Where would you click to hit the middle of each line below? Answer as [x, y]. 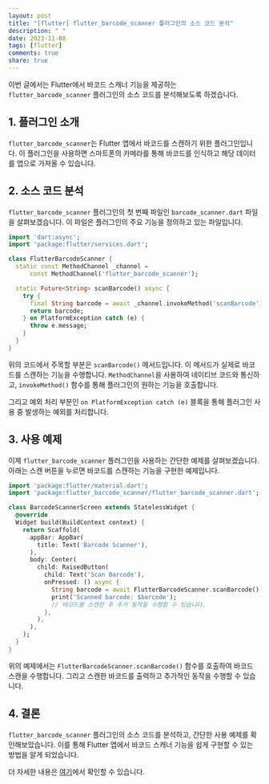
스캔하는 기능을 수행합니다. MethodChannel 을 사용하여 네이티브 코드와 [130, 374]
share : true [28, 61]
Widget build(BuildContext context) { [80, 523]
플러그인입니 [233, 143]
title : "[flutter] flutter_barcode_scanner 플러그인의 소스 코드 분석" [121, 23]
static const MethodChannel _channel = [82, 267]
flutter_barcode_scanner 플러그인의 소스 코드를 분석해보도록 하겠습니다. [123, 94]
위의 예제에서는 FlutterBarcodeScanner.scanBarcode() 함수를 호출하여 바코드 [131, 666]
